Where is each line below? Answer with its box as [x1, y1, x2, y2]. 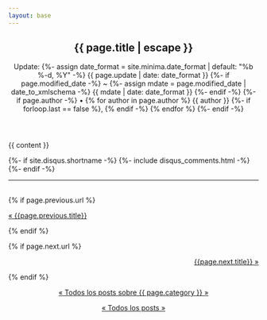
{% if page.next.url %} [8, 241, 82, 251]
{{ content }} [8, 141, 49, 150]
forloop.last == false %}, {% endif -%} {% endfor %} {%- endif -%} [22, 104, 245, 114]
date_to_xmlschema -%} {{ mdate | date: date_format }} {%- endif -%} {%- [10, 87, 257, 97]
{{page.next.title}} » [194, 257, 259, 267]
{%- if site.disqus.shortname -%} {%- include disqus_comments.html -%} [8, 156, 250, 165]
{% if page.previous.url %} [8, 195, 96, 205]
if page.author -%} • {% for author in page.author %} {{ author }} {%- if [16, 96, 251, 106]
